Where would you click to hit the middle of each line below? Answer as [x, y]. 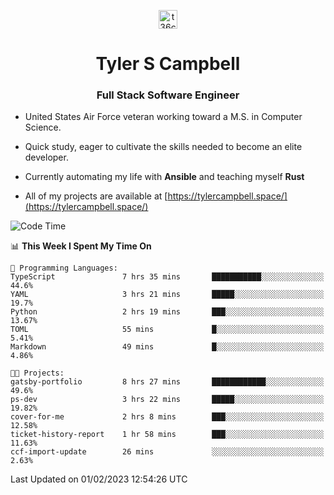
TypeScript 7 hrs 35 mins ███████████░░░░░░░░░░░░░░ [167, 277]
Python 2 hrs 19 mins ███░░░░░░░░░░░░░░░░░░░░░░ [167, 312]
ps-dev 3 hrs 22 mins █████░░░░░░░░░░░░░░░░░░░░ [167, 400]
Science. [43, 127]
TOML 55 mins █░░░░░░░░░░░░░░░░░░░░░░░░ [167, 330]
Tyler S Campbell [168, 64]
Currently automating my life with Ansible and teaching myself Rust [164, 177]
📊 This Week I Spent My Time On [81, 246]
